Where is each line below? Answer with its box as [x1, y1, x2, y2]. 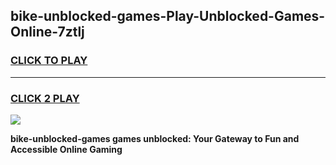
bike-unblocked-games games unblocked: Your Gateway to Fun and [10, 132, 300, 144]
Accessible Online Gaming [10, 143, 123, 155]
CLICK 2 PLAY [10, 91, 80, 105]
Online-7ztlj [10, 24, 85, 41]
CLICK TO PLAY [10, 54, 88, 68]
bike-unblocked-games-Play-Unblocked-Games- [10, 8, 326, 25]
